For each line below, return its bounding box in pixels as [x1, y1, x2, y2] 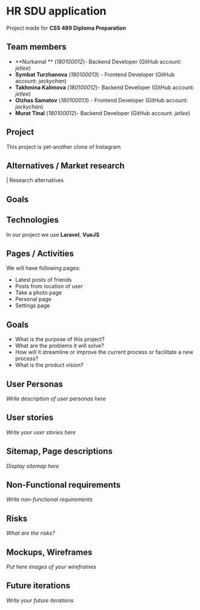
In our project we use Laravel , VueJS [6, 231, 100, 238]
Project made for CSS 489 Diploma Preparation [6, 24, 126, 31]
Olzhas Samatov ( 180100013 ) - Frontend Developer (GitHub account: [15, 96, 188, 104]
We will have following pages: [6, 265, 81, 272]
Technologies [6, 215, 59, 225]
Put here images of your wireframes [6, 563, 96, 571]
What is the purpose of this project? [15, 336, 105, 343]
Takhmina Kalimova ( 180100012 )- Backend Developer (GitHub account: [15, 84, 195, 91]
